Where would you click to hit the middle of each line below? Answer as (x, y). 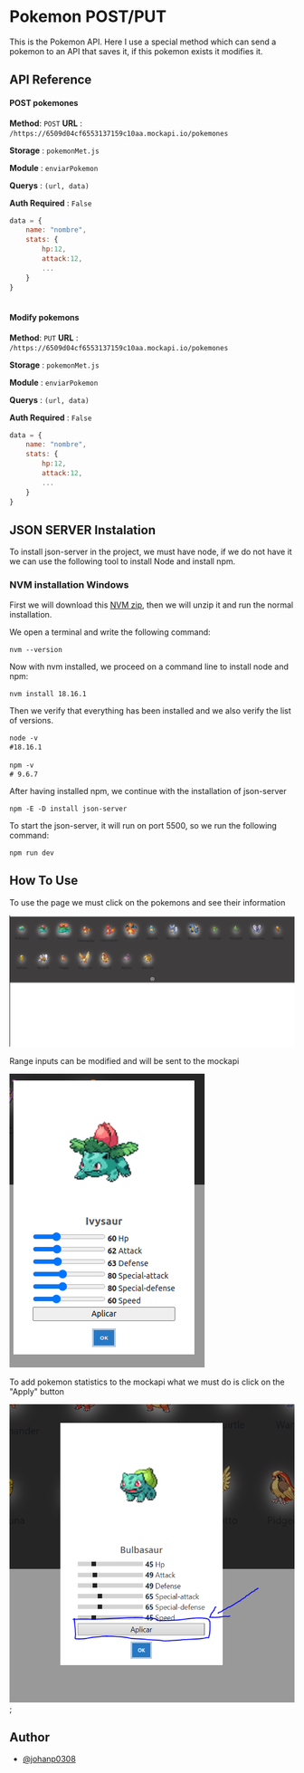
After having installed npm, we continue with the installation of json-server (148, 791)
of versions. (32, 720)
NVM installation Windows (69, 585)
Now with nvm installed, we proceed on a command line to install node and (149, 666)
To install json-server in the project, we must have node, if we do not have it (151, 552)
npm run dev (32, 853)
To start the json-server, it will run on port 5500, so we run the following (143, 825)
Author (29, 1737)
